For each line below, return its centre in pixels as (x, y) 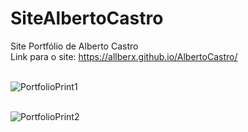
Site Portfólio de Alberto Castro (74, 46)
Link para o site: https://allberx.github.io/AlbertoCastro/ (124, 56)
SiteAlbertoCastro (87, 18)
